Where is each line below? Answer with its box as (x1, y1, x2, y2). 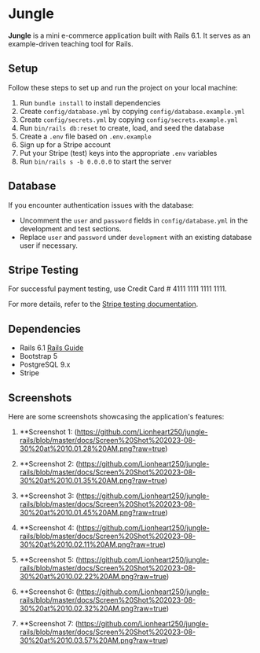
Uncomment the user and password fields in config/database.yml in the (19, 216, 248, 225)
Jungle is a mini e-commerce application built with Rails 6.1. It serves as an (8, 31, 251, 40)
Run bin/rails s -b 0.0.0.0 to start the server (19, 157, 172, 166)
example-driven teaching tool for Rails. (8, 39, 134, 48)
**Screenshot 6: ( (19, 587, 79, 596)
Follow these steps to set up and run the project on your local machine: (8, 83, 238, 92)
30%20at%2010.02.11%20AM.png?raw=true (19, 540, 163, 549)
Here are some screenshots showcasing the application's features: (8, 412, 225, 421)
